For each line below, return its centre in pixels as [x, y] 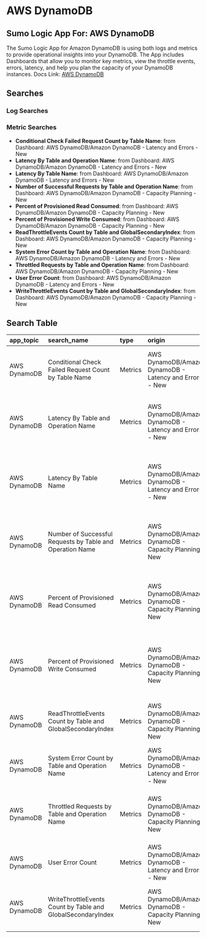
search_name [68, 340]
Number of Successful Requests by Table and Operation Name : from [104, 186]
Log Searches [27, 111]
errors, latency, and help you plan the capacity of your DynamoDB [90, 68]
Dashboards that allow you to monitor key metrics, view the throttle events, [101, 61]
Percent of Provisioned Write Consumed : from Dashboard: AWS [97, 219]
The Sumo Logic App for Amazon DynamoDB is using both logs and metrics [102, 48]
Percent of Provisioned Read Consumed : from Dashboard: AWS [97, 206]
